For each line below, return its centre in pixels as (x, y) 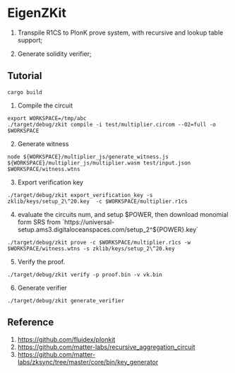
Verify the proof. (41, 261)
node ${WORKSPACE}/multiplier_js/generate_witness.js (88, 157)
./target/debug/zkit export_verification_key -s (80, 195)
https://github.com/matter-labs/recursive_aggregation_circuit (106, 347)
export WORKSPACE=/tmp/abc (47, 118)
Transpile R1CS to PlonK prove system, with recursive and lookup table (120, 32)
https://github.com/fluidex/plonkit (66, 339)
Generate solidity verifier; (54, 54)
